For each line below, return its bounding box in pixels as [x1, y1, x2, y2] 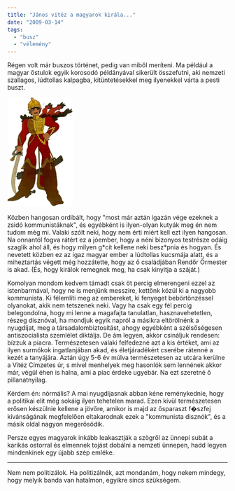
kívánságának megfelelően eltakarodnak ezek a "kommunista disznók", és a [7, 413, 226, 421]
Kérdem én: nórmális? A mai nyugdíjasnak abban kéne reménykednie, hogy [7, 389, 224, 398]
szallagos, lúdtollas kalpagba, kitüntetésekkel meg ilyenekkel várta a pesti [7, 76, 220, 84]
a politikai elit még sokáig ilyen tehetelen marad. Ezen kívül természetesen [7, 396, 222, 406]
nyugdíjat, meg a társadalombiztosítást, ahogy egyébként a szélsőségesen [7, 324, 222, 332]
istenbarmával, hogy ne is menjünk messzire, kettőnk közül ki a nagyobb [7, 286, 216, 295]
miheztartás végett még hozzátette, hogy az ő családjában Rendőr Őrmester [7, 258, 227, 266]
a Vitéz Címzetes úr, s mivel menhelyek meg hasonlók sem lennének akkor [7, 361, 222, 369]
